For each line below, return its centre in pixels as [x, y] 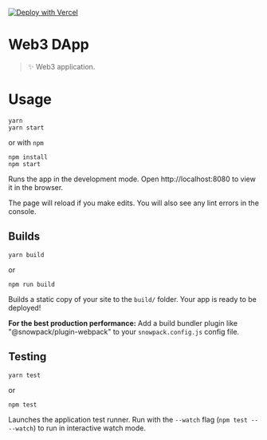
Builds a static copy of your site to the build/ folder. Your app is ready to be [132, 299]
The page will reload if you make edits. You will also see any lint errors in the [133, 203]
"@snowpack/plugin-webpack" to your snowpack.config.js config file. [124, 331]
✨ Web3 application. [61, 66]
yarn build [26, 255]
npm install [28, 157]
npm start [25, 164]
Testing [27, 357]
